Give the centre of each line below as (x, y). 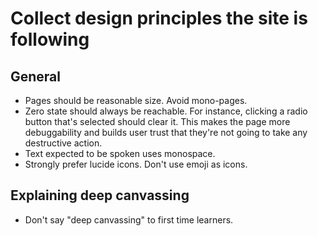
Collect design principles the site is (159, 18)
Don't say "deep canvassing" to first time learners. (129, 219)
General (36, 76)
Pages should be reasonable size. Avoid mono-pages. (136, 100)
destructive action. (63, 143)
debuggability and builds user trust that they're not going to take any (166, 132)
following (50, 39)
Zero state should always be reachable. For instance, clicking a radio (166, 111)
